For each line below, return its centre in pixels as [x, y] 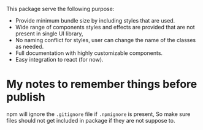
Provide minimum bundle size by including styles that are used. [95, 20]
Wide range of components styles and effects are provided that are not [105, 27]
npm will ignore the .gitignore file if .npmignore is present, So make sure [98, 114]
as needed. [29, 46]
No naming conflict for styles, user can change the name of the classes [105, 40]
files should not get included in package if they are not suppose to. [91, 120]
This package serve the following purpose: [60, 9]
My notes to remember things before [102, 84]
